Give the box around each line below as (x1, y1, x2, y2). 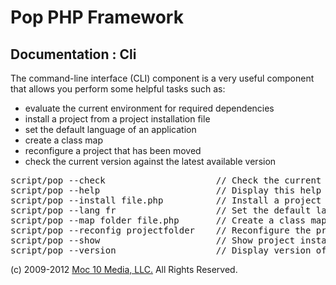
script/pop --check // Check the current (10, 175, 322, 186)
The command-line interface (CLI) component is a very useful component (10, 72, 315, 84)
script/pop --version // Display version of (10, 245, 327, 256)
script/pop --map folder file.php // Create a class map (10, 215, 327, 226)
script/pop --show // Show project (10, 235, 296, 246)
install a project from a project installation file (24, 113, 211, 125)
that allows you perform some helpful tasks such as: (10, 83, 226, 95)
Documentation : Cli (10, 46, 137, 63)
